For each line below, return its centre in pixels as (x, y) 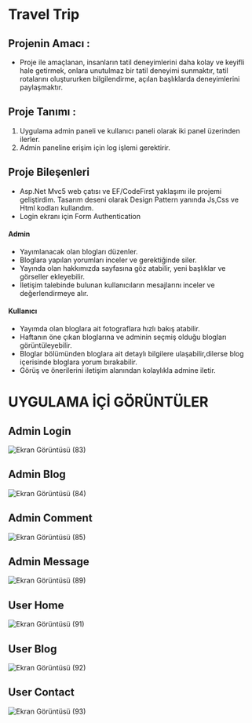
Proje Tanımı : (42, 112)
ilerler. (30, 139)
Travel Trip (44, 15)
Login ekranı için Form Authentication (80, 216)
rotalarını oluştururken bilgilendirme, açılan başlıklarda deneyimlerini (130, 79)
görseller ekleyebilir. (52, 276)
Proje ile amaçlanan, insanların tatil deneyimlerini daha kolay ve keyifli (132, 62)
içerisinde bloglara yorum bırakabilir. (78, 362)
